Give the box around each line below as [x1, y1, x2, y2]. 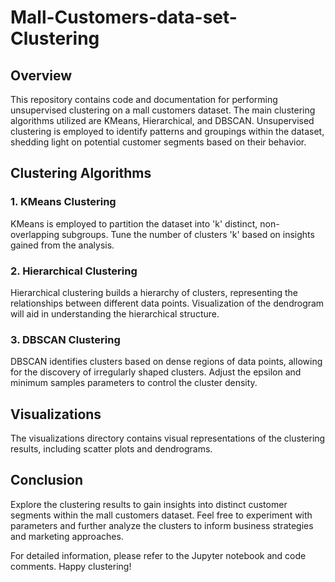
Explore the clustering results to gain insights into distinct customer [10, 498, 288, 510]
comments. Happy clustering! [10, 560, 132, 572]
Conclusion [10, 472, 84, 489]
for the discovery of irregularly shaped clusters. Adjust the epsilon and [10, 366, 302, 378]
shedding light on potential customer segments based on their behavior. [10, 136, 307, 148]
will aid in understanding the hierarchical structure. [10, 307, 220, 320]
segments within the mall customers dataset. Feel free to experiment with [10, 509, 313, 521]
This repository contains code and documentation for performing [10, 94, 278, 105]
